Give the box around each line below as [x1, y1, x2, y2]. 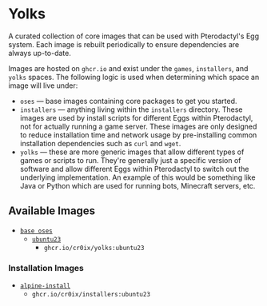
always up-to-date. [8, 48, 72, 58]
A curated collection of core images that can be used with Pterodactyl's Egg [8, 31, 260, 41]
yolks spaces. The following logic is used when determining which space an [8, 72, 260, 81]
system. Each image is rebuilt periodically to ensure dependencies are [8, 39, 240, 49]
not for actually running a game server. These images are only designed [19, 121, 257, 131]
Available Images [8, 205, 96, 218]
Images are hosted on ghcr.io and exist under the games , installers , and [8, 63, 249, 73]
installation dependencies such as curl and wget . [19, 138, 181, 148]
